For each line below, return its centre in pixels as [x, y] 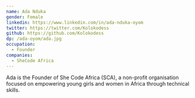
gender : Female [25, 17]
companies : [19, 55]
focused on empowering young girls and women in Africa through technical [98, 83]
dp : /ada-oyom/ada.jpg [34, 39]
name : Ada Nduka [26, 11]
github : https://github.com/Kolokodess [55, 33]
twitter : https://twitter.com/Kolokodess [58, 28]
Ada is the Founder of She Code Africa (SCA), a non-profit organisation [92, 77]
